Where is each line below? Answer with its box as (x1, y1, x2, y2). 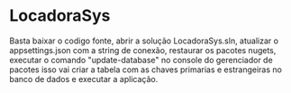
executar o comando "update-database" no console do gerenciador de (9, 54, 273, 65)
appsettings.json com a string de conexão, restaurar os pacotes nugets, (9, 44, 277, 55)
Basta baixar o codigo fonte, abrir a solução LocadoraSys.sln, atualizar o (9, 35, 279, 46)
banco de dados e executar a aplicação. (9, 73, 159, 84)
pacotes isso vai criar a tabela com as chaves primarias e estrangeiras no (9, 64, 282, 75)
